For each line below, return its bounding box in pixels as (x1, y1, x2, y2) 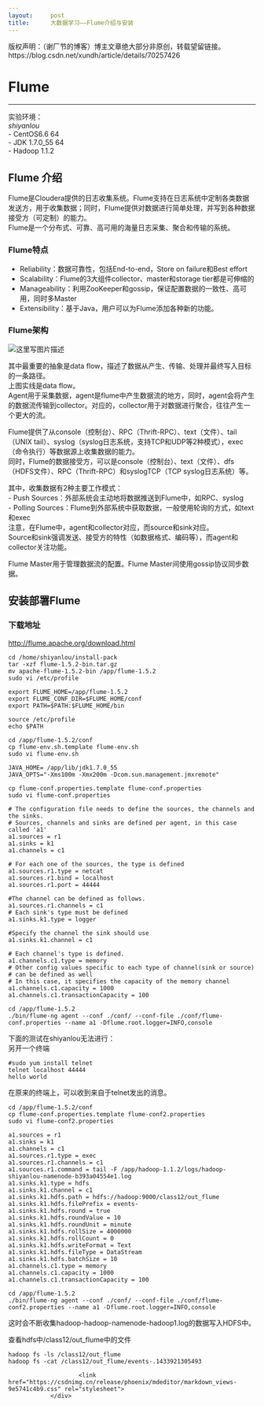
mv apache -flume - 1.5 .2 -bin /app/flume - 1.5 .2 (8, 667, 156, 675)
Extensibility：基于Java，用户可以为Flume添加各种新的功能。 (19, 303, 218, 313)
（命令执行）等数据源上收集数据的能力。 (8, 447, 139, 456)
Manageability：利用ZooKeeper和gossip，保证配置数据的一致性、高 (19, 284, 240, 293)
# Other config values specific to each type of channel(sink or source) (8, 963, 255, 971)
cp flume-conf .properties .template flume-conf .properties (8, 785, 202, 792)
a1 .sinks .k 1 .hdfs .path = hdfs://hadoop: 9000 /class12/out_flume (8, 1193, 220, 1201)
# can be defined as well (8, 970, 93, 978)
